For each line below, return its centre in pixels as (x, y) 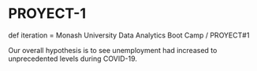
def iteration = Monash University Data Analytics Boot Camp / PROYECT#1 (129, 35)
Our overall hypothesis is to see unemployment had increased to (113, 50)
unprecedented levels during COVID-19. (73, 59)
